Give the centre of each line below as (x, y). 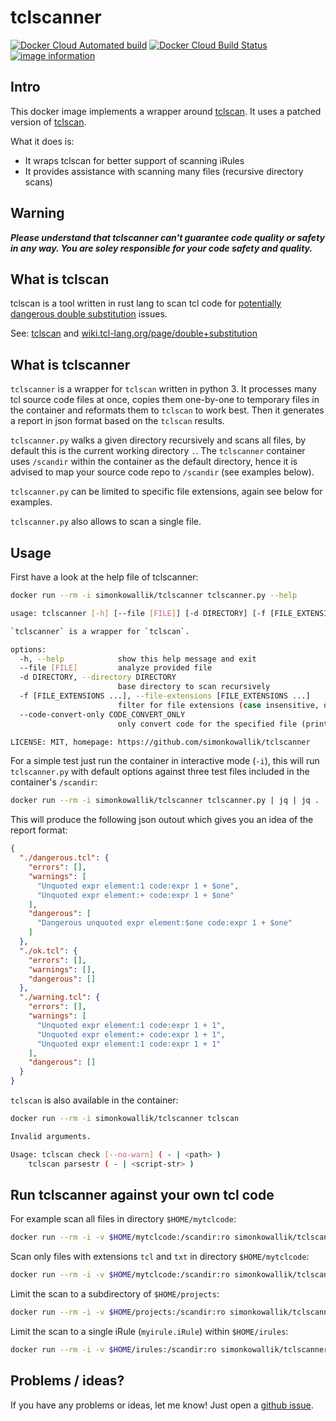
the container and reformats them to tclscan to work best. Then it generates (167, 410)
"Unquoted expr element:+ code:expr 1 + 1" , (131, 1034)
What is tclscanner (70, 364)
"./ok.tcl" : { (48, 951)
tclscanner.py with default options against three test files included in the (160, 772)
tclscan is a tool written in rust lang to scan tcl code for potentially (146, 303)
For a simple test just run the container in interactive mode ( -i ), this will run (165, 761)
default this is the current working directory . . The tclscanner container (158, 451)
